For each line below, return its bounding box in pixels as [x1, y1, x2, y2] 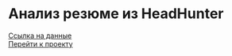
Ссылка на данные [8, 31, 72, 40]
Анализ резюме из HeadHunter [8, 5, 224, 23]
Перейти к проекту [8, 39, 73, 48]
